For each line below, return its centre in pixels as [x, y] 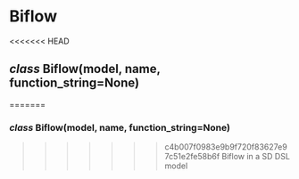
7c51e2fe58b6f [192, 157]
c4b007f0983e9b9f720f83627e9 [226, 147]
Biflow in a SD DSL [256, 157]
